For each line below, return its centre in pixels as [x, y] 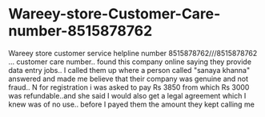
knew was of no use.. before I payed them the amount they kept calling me [131, 104]
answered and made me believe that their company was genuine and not [128, 79]
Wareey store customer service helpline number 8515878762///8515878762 [133, 53]
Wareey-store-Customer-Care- [114, 14]
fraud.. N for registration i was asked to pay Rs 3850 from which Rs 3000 [129, 87]
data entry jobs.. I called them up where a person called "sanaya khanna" [129, 70]
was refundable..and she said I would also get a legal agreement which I [127, 95]
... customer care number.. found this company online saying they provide [130, 62]
